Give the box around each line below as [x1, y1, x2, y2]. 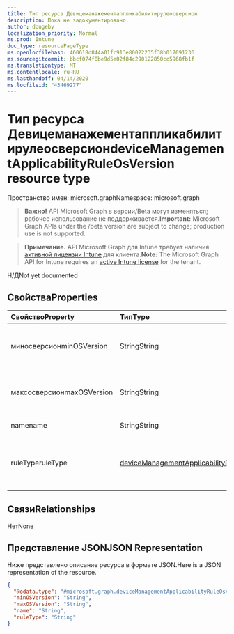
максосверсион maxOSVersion [10, 387, 114, 397]
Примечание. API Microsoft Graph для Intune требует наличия [24, 243, 210, 252]
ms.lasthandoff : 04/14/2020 [7, 75, 89, 82]
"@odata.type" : [13, 588, 58, 595]
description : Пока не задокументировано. [7, 17, 130, 24]
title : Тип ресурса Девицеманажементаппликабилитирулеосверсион [7, 10, 198, 17]
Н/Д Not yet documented [7, 271, 78, 279]
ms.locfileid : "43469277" [7, 82, 82, 88]
